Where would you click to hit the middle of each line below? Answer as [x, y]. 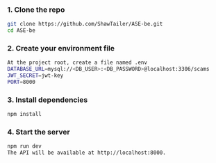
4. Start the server [39, 132]
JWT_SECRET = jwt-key [35, 76]
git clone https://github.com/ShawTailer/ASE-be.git [85, 24]
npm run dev [24, 146]
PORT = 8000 [22, 82]
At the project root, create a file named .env [77, 63]
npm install [24, 114]
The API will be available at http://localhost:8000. [87, 153]
